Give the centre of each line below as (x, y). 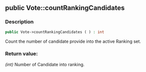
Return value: (22, 54)
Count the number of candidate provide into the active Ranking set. (73, 41)
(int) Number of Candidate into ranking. (45, 64)
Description (19, 22)
